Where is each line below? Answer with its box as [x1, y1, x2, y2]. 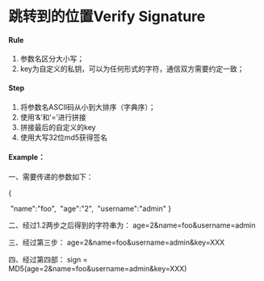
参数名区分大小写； [19, 54, 85, 64]
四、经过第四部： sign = [8, 254, 88, 264]
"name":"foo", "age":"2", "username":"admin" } [10, 203, 172, 213]
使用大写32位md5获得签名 [19, 132, 108, 142]
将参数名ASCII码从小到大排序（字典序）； [19, 102, 156, 111]
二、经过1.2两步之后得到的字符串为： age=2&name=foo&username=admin [8, 220, 256, 230]
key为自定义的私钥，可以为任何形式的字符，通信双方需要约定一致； [19, 64, 245, 73]
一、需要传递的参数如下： [8, 171, 94, 182]
